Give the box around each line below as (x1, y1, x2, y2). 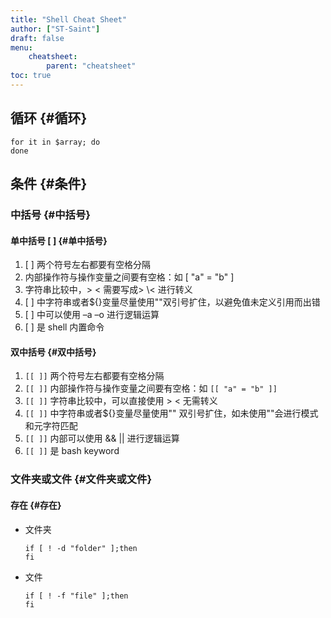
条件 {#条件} (10, 176, 88, 193)
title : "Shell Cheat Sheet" (10, 14, 128, 25)
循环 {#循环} (10, 110, 88, 127)
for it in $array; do (10, 137, 101, 147)
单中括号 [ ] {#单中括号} (10, 234, 108, 246)
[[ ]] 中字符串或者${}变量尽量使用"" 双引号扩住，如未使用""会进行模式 (24, 407, 319, 420)
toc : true (10, 71, 52, 81)
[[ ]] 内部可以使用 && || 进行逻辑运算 (24, 432, 180, 445)
